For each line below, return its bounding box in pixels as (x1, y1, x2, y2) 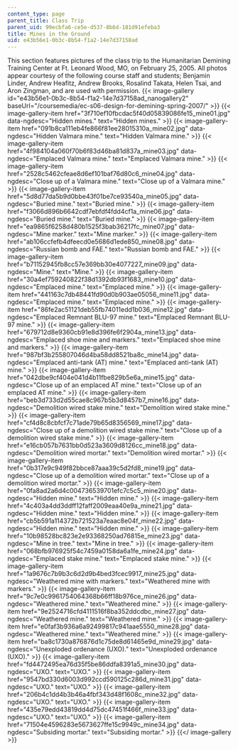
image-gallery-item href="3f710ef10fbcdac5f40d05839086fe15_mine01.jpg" (7, 109, 231, 118)
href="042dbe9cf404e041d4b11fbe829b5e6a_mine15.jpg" (7, 374, 178, 382)
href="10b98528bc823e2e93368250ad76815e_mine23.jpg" (7, 532, 183, 540)
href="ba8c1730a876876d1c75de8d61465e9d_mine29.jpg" (21, 637, 195, 646)
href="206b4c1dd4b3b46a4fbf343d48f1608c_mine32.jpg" (7, 690, 181, 699)
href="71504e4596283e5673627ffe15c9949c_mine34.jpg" (7, 720, 180, 729)
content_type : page (7, 10, 65, 18)
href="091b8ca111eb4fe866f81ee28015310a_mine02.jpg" (21, 124, 188, 133)
